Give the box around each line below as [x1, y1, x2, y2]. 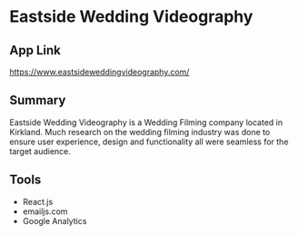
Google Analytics [22, 215, 87, 226]
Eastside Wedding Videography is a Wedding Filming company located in [9, 116, 283, 128]
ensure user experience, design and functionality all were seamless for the [9, 136, 289, 147]
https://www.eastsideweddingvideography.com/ [9, 66, 190, 77]
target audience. [9, 145, 71, 156]
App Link [9, 43, 61, 58]
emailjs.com [22, 206, 68, 217]
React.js [22, 196, 54, 207]
